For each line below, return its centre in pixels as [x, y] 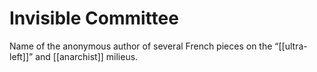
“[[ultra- [291, 46]
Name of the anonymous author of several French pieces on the [141, 46]
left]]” [21, 56]
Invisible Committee [94, 18]
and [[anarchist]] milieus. [87, 56]
